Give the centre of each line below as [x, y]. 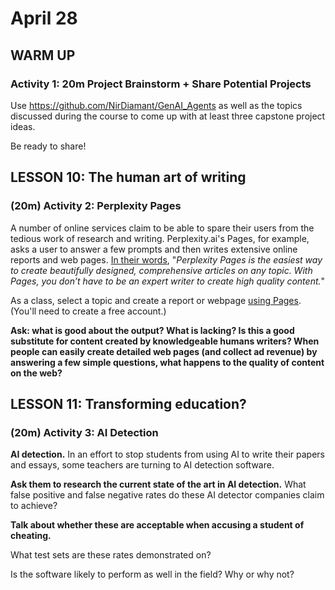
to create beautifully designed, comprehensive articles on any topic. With [161, 270]
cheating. [31, 536]
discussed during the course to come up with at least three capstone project [168, 116]
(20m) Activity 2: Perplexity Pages [96, 206]
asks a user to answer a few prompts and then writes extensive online [154, 249]
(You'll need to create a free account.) [88, 311]
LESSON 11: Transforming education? [128, 403]
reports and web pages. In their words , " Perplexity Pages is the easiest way [166, 259]
